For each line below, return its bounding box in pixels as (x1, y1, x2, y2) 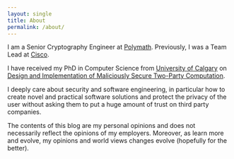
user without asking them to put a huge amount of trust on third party (7, 100, 209, 109)
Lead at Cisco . (7, 50, 49, 59)
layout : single (7, 10, 52, 18)
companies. (7, 107, 42, 117)
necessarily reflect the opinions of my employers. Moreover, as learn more (7, 129, 224, 138)
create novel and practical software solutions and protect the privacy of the (7, 93, 227, 101)
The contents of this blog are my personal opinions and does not (7, 122, 196, 130)
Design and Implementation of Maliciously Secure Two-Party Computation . (7, 71, 226, 80)
